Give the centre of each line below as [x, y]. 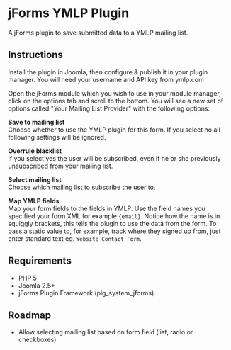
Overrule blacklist [35, 151]
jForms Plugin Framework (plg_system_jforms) [86, 293]
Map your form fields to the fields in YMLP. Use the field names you [107, 208]
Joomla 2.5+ [36, 286]
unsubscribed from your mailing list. [61, 166]
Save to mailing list [36, 122]
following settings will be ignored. [57, 137]
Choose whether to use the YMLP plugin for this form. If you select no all [114, 130]
